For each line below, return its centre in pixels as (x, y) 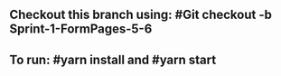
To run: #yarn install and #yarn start (113, 59)
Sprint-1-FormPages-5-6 (81, 29)
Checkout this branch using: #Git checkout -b (141, 15)
